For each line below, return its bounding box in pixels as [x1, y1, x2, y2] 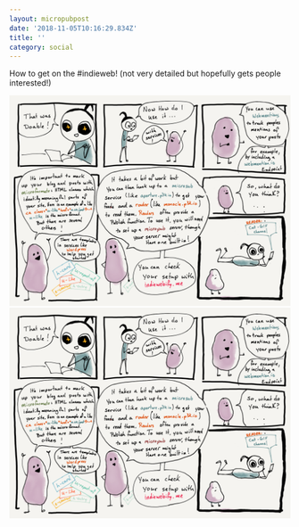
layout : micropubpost [9, 14, 90, 23]
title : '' [9, 33, 46, 42]
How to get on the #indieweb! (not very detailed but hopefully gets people [9, 68, 281, 79]
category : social [9, 43, 74, 52]
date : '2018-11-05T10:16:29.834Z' [9, 23, 138, 33]
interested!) [9, 78, 52, 88]
